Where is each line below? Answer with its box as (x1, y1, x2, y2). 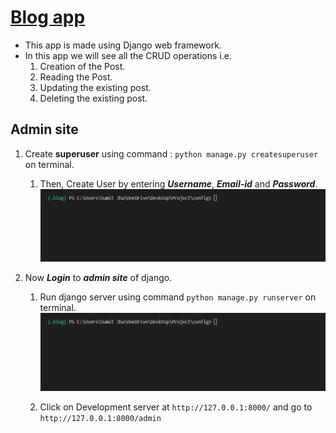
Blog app (10, 6, 86, 29)
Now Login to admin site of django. (24, 272, 173, 284)
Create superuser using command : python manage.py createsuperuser (24, 147, 319, 160)
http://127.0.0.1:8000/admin (39, 413, 162, 423)
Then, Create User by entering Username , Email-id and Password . (39, 177, 318, 190)
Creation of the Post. (39, 60, 126, 72)
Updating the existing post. (39, 81, 152, 93)
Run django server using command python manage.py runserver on (39, 291, 317, 303)
